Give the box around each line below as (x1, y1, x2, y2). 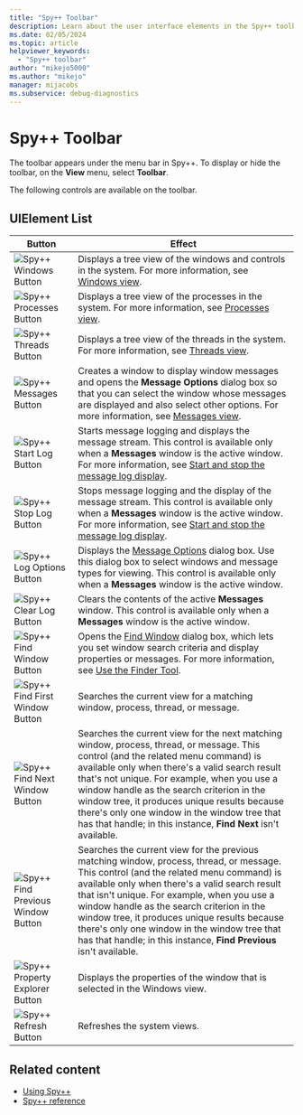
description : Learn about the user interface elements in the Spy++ (9, 22, 272, 31)
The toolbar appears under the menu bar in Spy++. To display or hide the (9, 157, 281, 168)
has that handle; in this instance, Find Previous (78, 934, 277, 947)
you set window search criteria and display (78, 642, 260, 654)
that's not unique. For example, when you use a (78, 773, 278, 785)
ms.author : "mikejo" (9, 72, 87, 81)
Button (26, 238, 57, 250)
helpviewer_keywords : (9, 47, 91, 56)
